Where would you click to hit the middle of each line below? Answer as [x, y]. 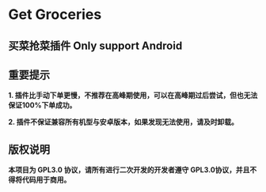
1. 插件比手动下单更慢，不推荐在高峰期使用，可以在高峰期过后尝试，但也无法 [133, 96]
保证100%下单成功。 [42, 105]
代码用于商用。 [46, 180]
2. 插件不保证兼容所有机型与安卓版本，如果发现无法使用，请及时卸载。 [123, 122]
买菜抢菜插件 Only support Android [95, 45]
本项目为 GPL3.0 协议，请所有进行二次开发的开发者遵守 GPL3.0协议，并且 [129, 170]
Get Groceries [55, 15]
